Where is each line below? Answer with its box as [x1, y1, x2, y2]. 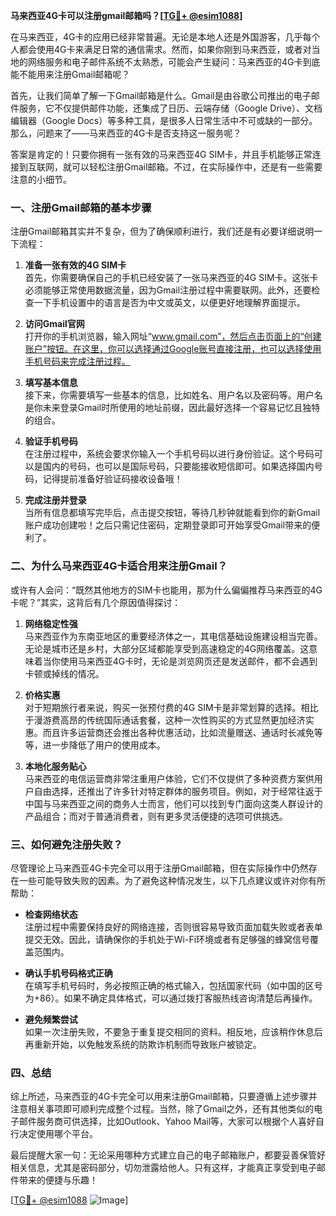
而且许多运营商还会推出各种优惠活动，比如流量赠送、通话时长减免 [42, 726, 315, 738]
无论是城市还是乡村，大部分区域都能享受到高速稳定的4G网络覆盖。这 [24, 642, 310, 654]
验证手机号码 [24, 435, 78, 448]
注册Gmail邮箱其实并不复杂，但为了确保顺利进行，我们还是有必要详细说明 [10, 225, 315, 238]
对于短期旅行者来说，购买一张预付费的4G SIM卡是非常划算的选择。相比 [24, 701, 319, 713]
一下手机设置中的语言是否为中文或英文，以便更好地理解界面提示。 [33, 297, 306, 309]
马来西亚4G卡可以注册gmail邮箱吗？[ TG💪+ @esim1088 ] [10, 10, 243, 21]
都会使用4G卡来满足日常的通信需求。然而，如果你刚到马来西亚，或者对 [18, 44, 312, 55]
